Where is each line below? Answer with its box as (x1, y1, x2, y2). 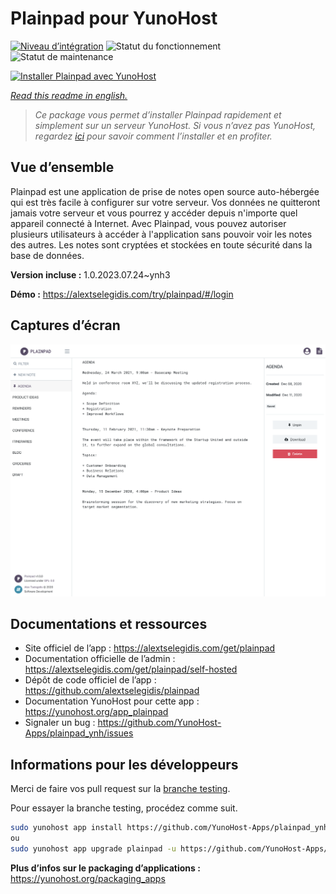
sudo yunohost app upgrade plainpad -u (10, 844, 177, 854)
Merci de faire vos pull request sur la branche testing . (10, 783, 231, 795)
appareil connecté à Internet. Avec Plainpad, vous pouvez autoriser (10, 217, 287, 229)
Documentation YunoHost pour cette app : (24, 695, 200, 707)
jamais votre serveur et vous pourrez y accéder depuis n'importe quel (10, 207, 298, 219)
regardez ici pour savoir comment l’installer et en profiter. (34, 130, 273, 142)
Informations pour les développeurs (10, 756, 239, 773)
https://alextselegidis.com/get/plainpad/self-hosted (24, 663, 238, 676)
